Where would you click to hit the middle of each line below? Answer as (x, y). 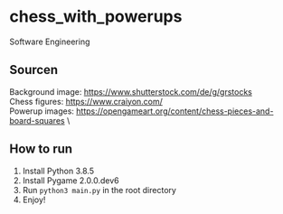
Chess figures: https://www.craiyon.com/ (86, 101)
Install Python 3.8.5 (58, 171)
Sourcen (34, 70)
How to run (41, 149)
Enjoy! (34, 200)
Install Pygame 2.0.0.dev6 (71, 180)
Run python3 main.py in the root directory (99, 190)
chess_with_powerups (96, 17)
